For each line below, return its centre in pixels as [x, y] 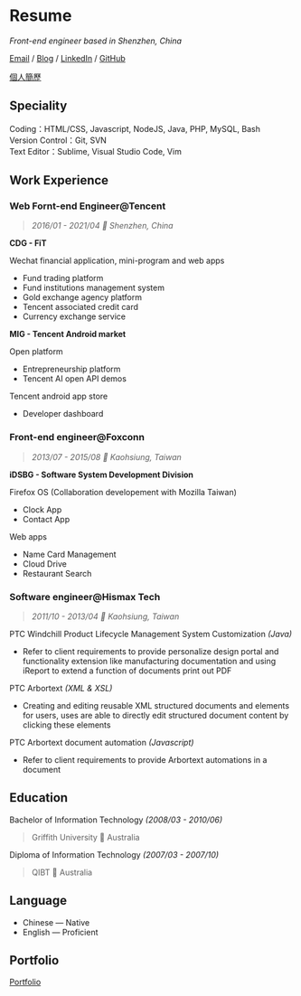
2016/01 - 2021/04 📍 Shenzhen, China [102, 226]
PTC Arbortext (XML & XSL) [61, 689]
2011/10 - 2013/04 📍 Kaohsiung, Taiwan [105, 616]
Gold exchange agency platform [82, 297]
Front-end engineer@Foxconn [77, 437]
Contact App [46, 519]
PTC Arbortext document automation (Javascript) [102, 743]
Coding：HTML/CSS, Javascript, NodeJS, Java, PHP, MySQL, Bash [135, 128]
